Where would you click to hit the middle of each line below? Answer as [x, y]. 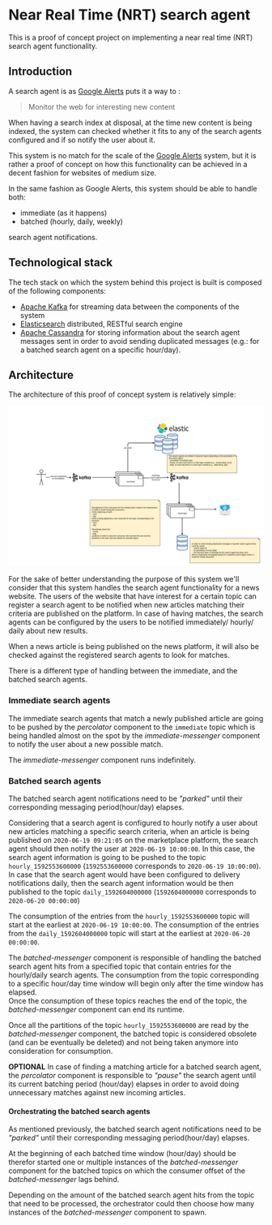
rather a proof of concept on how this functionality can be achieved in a [128, 164]
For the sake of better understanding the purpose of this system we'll [124, 579]
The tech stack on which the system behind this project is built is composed [135, 282]
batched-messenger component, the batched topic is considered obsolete [133, 1034]
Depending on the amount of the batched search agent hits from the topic [132, 1195]
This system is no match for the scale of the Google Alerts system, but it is [132, 155]
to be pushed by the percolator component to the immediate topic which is [132, 727]
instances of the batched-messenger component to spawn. [108, 1212]
